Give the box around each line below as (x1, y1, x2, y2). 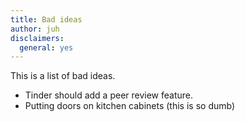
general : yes (19, 42, 74, 53)
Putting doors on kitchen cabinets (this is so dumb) (24, 100, 236, 112)
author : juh (10, 24, 60, 34)
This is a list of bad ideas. (10, 70, 116, 82)
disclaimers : (10, 33, 65, 43)
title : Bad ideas (10, 14, 83, 25)
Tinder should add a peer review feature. (24, 89, 194, 101)
